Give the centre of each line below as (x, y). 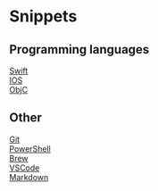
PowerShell (30, 148)
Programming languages (79, 50)
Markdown (29, 177)
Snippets (43, 17)
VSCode (25, 168)
